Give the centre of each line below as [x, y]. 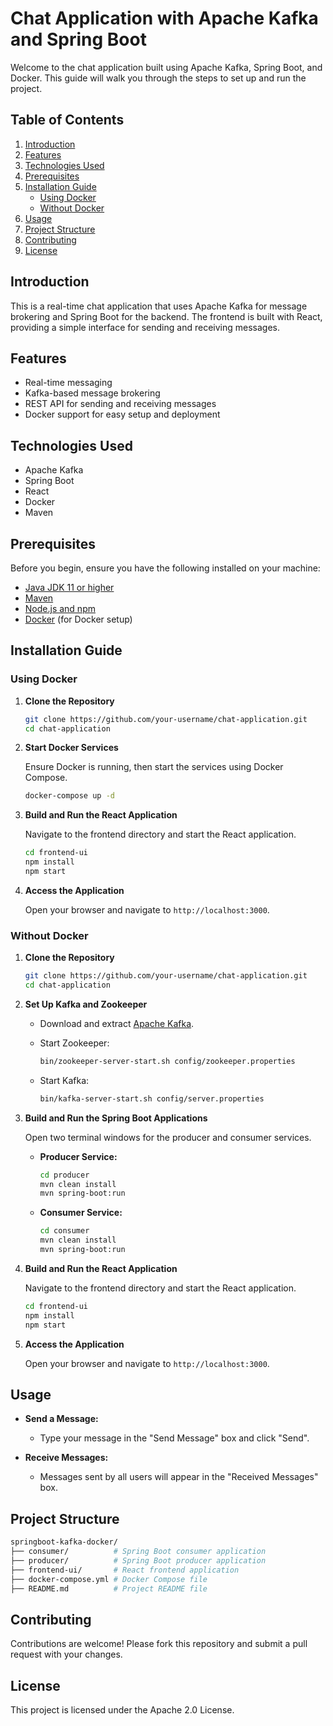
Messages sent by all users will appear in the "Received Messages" [179, 1477]
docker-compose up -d [69, 796]
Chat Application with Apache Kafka [164, 18]
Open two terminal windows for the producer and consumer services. [168, 1137]
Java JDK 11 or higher [69, 587]
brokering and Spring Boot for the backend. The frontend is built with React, [166, 316]
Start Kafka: [64, 1080]
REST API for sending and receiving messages [120, 404]
